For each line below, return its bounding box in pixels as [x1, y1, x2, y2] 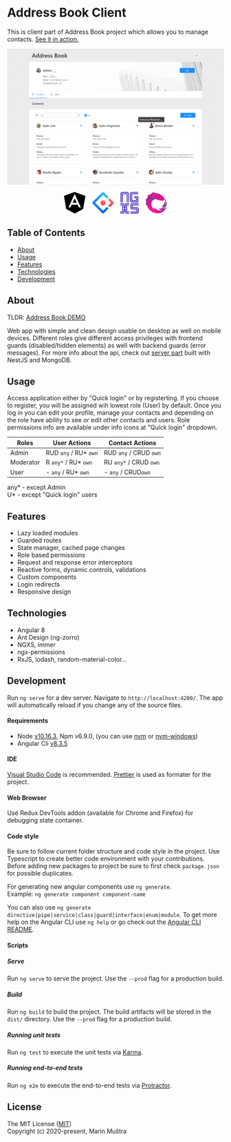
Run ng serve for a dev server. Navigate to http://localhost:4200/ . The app [7, 693, 223, 702]
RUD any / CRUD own [104, 449, 162, 457]
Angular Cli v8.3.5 [16, 739, 68, 747]
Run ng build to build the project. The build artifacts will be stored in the [7, 1007, 212, 1016]
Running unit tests [7, 1030, 60, 1039]
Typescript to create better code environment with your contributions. [7, 854, 205, 863]
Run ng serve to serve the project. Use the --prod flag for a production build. [7, 974, 224, 983]
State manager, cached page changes [16, 543, 125, 551]
